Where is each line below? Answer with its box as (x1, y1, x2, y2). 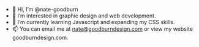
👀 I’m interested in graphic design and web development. (12, 12, 156, 19)
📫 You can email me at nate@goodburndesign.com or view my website (12, 25, 193, 33)
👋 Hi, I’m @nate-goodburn (12, 6, 78, 13)
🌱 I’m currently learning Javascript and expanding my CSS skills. (12, 19, 175, 25)
